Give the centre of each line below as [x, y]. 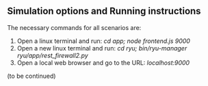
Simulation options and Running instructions [104, 11]
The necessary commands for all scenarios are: [74, 27]
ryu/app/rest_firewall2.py [53, 55]
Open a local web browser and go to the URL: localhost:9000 [103, 62]
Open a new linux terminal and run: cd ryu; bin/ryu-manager [102, 48]
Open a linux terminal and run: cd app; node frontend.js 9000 [103, 41]
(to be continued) [31, 76]
